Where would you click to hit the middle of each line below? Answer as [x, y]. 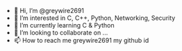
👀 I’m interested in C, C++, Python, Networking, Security [94, 18]
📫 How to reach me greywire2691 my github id [81, 40]
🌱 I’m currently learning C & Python [64, 25]
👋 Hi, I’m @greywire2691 [49, 11]
